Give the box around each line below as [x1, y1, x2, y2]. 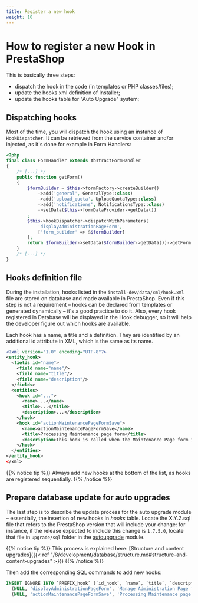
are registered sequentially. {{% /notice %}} [6, 476, 113, 483]
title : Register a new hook [6, 8, 75, 15]
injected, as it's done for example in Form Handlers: [6, 141, 131, 148]
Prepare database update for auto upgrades [6, 493, 170, 503]
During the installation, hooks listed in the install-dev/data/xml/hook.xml [6, 289, 184, 296]
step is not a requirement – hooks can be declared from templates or [6, 301, 173, 308]
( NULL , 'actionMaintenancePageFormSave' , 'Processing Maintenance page [11, 591, 192, 597]
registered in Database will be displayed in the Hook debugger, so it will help [6, 313, 192, 320]
